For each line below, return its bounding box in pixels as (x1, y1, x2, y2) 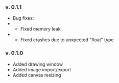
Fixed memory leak (20, 26, 61, 32)
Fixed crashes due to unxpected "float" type (20, 37, 114, 43)
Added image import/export (12, 66, 72, 72)
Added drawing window (12, 61, 63, 67)
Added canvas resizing (12, 72, 61, 78)
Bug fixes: (12, 15, 34, 21)
